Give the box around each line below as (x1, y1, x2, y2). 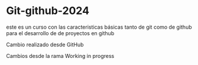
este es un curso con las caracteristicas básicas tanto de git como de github (6, 23, 192, 30)
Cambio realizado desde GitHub (6, 41, 84, 48)
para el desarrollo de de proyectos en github (6, 29, 115, 36)
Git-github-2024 (6, 4, 90, 18)
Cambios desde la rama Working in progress (6, 52, 115, 59)
